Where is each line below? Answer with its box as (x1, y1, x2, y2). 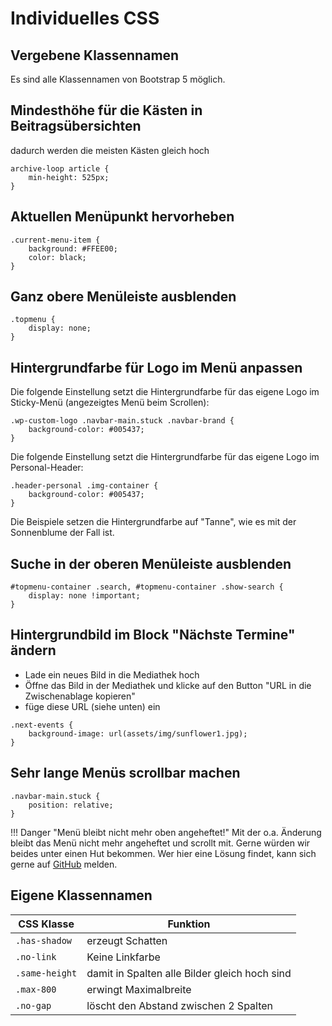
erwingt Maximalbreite (86, 982, 192, 996)
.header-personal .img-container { (10, 481, 159, 491)
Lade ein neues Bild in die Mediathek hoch (24, 668, 200, 681)
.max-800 (15, 983, 57, 995)
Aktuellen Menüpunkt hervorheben (10, 208, 235, 226)
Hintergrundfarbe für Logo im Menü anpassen (10, 359, 303, 376)
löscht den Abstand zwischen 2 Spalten (86, 998, 274, 1012)
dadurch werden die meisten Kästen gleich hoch (10, 144, 210, 156)
